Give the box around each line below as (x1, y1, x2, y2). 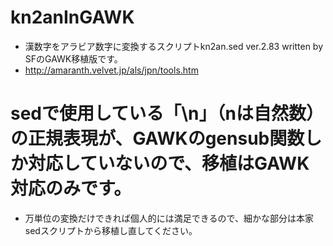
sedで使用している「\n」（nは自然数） (10, 102, 324, 125)
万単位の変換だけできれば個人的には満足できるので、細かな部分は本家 (24, 212, 314, 224)
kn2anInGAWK (10, 6, 135, 29)
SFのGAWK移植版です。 (24, 52, 123, 65)
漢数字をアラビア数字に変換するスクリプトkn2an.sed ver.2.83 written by (24, 40, 324, 52)
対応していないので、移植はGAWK (28, 152, 310, 175)
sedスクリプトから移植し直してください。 (24, 224, 198, 236)
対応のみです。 (10, 177, 132, 200)
